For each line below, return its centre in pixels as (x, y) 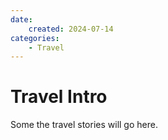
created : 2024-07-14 (71, 29)
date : (21, 19)
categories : (35, 38)
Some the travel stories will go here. (84, 125)
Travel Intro (59, 97)
